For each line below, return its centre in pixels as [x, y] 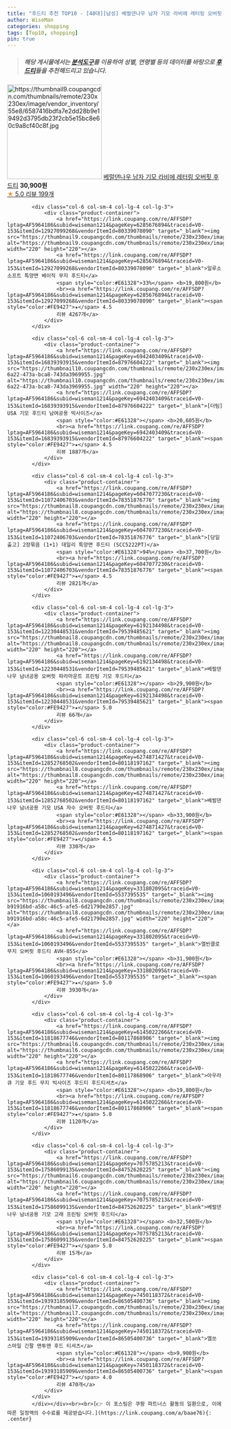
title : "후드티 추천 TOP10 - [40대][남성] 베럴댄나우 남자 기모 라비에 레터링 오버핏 [114, 13]
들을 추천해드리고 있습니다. [71, 70]
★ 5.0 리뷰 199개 [31, 194]
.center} [20, 1419]
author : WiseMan [30, 20]
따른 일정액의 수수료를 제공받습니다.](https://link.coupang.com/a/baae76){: [109, 1413]
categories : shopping [38, 26]
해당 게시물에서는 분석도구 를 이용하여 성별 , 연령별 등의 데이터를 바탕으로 [119, 62]
